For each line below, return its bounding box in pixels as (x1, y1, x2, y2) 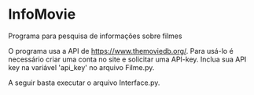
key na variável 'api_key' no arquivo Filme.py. (8, 62, 155, 72)
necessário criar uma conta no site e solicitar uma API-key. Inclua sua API (8, 55, 247, 64)
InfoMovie (8, 5, 76, 23)
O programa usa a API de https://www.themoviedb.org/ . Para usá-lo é (8, 46, 234, 55)
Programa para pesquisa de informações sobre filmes (8, 31, 182, 40)
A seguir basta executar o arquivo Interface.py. (8, 78, 160, 87)
